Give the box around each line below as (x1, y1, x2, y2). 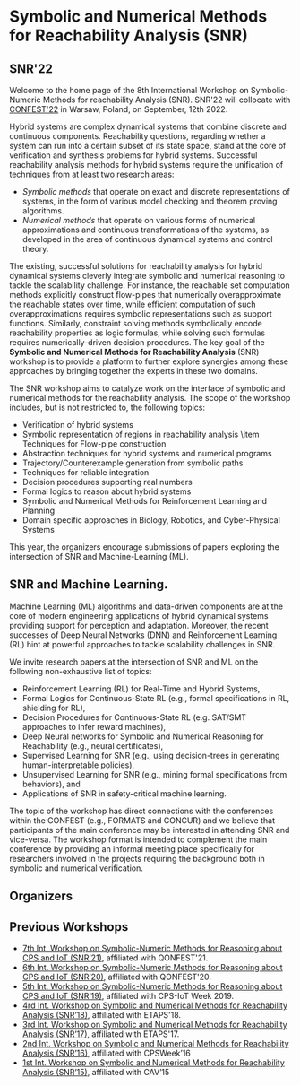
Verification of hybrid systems (21, 420, 134, 430)
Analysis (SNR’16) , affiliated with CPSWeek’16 (21, 1047, 191, 1059)
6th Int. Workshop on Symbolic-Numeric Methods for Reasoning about (21, 962, 284, 973)
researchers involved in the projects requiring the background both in (9, 853, 266, 864)
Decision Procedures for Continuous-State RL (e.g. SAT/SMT (21, 711, 247, 723)
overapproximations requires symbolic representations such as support (9, 308, 273, 319)
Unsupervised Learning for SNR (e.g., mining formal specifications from (21, 769, 287, 779)
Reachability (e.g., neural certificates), (21, 740, 164, 751)
